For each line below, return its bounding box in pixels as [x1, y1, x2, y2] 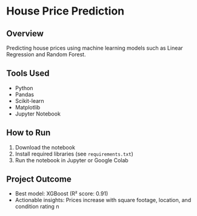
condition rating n [15, 203, 59, 210]
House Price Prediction [6, 4, 125, 18]
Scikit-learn [15, 97, 44, 104]
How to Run [6, 128, 51, 138]
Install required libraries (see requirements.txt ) [15, 150, 133, 157]
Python [15, 84, 33, 91]
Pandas [15, 91, 35, 98]
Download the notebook [15, 143, 76, 151]
